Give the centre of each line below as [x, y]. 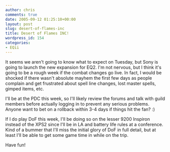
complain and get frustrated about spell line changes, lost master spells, [81, 83]
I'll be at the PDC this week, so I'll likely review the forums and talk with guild [85, 98]
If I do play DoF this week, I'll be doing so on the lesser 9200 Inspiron [78, 119]
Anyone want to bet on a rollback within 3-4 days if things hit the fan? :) [80, 109]
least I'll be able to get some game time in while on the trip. [67, 135]
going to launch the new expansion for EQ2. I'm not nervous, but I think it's [83, 67]
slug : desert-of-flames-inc [35, 29]
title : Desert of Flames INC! [37, 33]
